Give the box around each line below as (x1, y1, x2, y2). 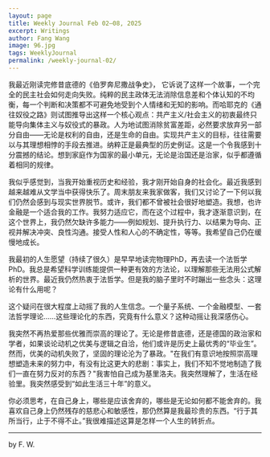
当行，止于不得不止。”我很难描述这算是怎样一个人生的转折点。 (14, 415, 219, 426)
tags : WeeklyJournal (8, 49, 78, 57)
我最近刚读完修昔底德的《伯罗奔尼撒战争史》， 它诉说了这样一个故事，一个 (8, 80, 253, 89)
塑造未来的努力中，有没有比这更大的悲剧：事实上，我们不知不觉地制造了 (14, 358, 255, 368)
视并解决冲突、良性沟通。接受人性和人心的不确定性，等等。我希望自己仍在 (8, 226, 255, 237)
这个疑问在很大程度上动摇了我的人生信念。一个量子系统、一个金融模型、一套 (8, 301, 262, 311)
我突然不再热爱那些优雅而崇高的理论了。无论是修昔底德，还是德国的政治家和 (8, 328, 262, 338)
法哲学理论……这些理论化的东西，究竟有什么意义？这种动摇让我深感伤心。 (8, 311, 253, 321)
